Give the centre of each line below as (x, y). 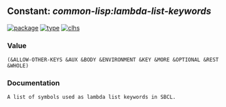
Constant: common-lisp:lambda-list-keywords (109, 11)
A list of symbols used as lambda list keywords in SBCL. (91, 97)
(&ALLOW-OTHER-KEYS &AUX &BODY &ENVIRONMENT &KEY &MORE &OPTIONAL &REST (113, 60)
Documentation (34, 83)
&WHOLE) (18, 66)
